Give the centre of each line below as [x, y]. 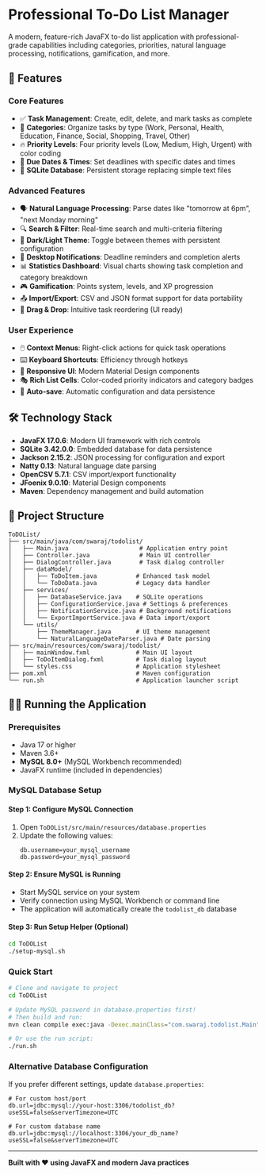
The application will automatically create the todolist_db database [128, 909]
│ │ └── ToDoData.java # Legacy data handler [110, 583]
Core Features [36, 101]
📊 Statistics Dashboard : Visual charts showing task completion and [131, 266]
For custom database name [58, 1126]
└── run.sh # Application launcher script [123, 680]
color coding [40, 153]
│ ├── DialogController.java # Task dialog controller [116, 562]
